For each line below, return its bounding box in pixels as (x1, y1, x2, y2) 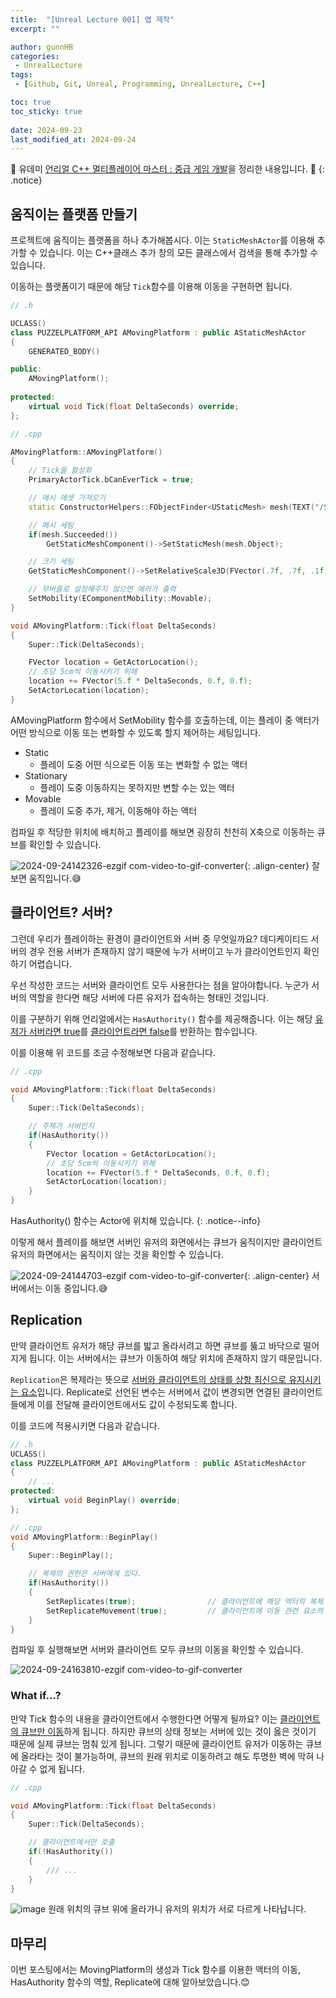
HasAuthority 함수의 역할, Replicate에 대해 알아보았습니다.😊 (10, 1976, 250, 1988)
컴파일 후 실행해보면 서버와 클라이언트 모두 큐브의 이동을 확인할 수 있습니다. (10, 1644, 304, 1656)
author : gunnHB (10, 42, 74, 52)
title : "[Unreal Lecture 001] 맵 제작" (10, 14, 175, 25)
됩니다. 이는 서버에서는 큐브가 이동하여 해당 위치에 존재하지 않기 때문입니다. (28, 1352, 323, 1364)
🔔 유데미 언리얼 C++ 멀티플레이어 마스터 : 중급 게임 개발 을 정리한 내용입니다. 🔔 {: (10, 163, 325, 175)
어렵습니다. (28, 957, 73, 970)
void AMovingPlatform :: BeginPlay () (10, 1532, 159, 1542)
